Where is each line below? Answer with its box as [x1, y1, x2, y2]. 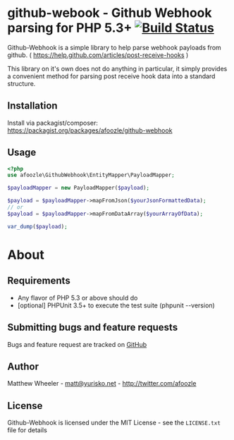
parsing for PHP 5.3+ [7, 20, 133, 36]
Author [7, 360, 39, 372]
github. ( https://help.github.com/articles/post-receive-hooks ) [7, 51, 189, 59]
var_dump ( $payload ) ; [7, 223, 68, 230]
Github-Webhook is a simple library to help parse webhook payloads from [7, 43, 222, 51]
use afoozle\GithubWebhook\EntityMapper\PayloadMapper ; [7, 171, 175, 179]
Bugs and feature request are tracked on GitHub [7, 340, 147, 348]
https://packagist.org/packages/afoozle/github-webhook [7, 126, 173, 135]
